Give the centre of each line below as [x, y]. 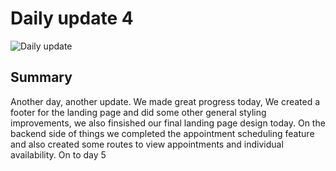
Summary [41, 77]
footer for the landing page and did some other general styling [138, 112]
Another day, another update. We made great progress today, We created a [165, 101]
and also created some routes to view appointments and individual [147, 144]
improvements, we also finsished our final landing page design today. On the [168, 123]
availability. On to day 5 [58, 154]
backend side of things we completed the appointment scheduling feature [162, 133]
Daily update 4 [72, 18]
